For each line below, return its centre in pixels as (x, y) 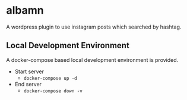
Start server (29, 71)
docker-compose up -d (50, 78)
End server (28, 84)
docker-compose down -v (53, 91)
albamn (25, 10)
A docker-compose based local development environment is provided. (92, 60)
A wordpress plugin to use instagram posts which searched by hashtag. (94, 27)
